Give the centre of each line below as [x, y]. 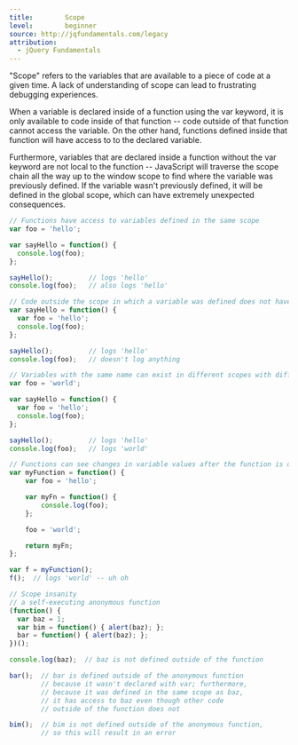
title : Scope [47, 17]
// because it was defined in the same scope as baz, [142, 692]
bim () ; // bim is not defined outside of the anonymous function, [137, 725]
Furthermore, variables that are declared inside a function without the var [143, 157]
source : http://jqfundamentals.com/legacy [89, 34]
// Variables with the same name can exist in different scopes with [141, 375]
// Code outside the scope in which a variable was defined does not [141, 302]
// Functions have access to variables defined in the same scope [134, 221]
